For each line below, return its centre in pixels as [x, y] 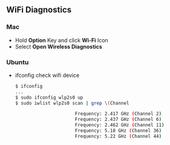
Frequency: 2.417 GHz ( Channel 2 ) [118, 114]
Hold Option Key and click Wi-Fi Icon [62, 40]
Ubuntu [18, 62]
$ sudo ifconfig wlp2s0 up [49, 97]
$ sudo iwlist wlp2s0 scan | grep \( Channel [72, 103]
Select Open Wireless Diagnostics [59, 46]
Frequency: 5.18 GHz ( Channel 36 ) [118, 131]
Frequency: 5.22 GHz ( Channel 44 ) [118, 136]
